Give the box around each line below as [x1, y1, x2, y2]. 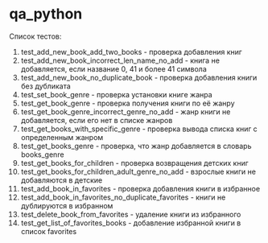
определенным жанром [20, 132, 104, 142]
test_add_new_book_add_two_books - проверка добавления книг [20, 47, 242, 56]
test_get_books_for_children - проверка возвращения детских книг [20, 158, 249, 167]
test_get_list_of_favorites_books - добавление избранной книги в [20, 218, 241, 228]
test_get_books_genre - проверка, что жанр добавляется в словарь [20, 141, 252, 150]
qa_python [9, 5, 83, 23]
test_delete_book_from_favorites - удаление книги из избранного [20, 209, 241, 219]
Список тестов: [9, 31, 62, 41]
